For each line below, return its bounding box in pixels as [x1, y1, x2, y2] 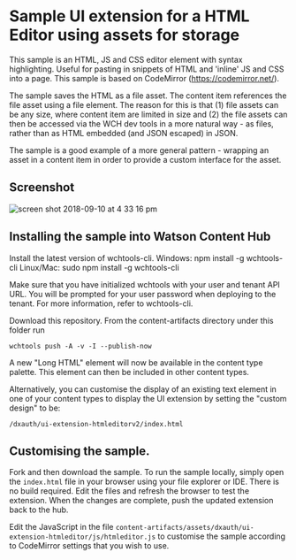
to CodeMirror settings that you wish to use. [9, 541, 170, 551]
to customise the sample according [157, 531, 285, 541]
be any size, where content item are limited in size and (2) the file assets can [9, 109, 288, 119]
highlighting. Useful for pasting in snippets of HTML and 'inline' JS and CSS [9, 64, 285, 74]
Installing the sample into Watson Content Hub [9, 229, 271, 244]
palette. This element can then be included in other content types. [9, 366, 250, 377]
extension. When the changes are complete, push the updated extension [9, 495, 274, 506]
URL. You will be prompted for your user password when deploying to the [9, 288, 277, 299]
